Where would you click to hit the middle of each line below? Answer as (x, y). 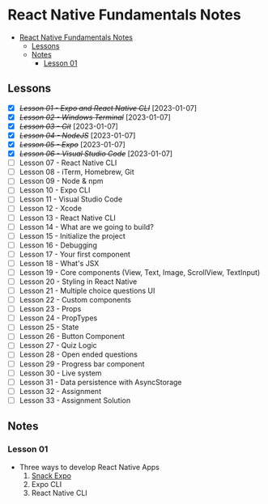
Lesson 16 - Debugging (58, 245)
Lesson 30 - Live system (60, 373)
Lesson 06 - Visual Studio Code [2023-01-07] (96, 154)
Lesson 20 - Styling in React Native (78, 282)
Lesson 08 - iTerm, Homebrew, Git (77, 172)
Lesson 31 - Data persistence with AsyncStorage (100, 382)
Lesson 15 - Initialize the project (72, 235)
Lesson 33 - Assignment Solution (75, 400)
